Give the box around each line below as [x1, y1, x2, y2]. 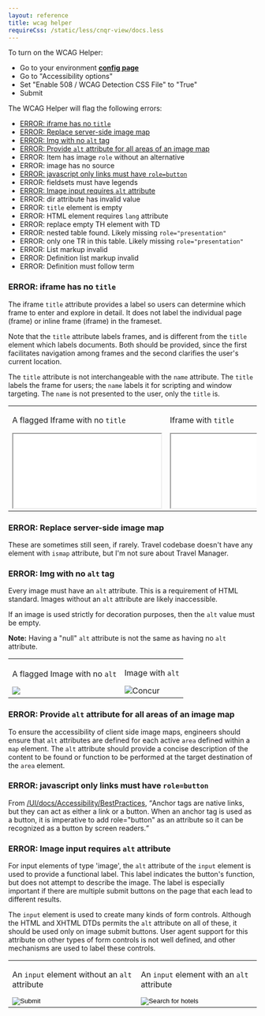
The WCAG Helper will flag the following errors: [8, 103, 162, 113]
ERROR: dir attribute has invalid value [19, 194, 140, 204]
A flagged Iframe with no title [12, 414, 126, 425]
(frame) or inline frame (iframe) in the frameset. [8, 316, 162, 325]
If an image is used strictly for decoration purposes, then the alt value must [8, 610, 255, 619]
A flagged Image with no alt [12, 668, 117, 679]
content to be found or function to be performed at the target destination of [8, 752, 253, 762]
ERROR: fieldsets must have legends [19, 178, 138, 187]
